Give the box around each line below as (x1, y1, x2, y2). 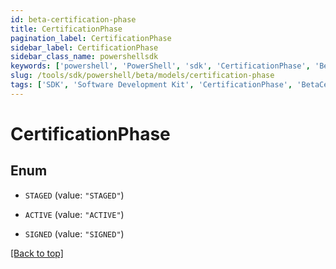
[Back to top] (10, 247, 64, 259)
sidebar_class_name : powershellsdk (10, 52, 159, 62)
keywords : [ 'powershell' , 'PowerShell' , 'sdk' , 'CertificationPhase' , (10, 61, 311, 71)
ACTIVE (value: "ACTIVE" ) (24, 208, 125, 220)
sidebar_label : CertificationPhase (10, 42, 159, 53)
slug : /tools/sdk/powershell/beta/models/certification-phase (10, 71, 275, 81)
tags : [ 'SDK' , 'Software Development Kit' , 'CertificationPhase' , (10, 80, 293, 90)
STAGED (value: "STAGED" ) (24, 189, 125, 201)
